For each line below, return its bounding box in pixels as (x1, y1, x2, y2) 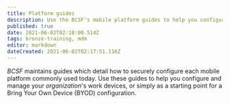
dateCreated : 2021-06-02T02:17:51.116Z (7, 49, 121, 55)
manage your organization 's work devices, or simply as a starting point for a (7, 81, 222, 90)
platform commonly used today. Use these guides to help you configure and (7, 74, 222, 82)
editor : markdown (7, 42, 57, 49)
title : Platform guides (7, 10, 75, 17)
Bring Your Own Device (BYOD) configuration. (7, 88, 137, 96)
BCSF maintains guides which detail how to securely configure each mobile (7, 66, 220, 75)
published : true (7, 23, 53, 29)
